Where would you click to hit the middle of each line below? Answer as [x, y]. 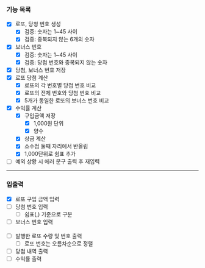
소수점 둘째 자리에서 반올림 [56, 146]
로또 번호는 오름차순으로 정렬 [59, 244]
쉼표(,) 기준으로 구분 [48, 214]
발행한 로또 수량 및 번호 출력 [49, 236]
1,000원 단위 [49, 124]
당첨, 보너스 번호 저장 [40, 70]
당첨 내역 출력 [31, 252]
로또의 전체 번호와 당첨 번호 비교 [63, 93]
